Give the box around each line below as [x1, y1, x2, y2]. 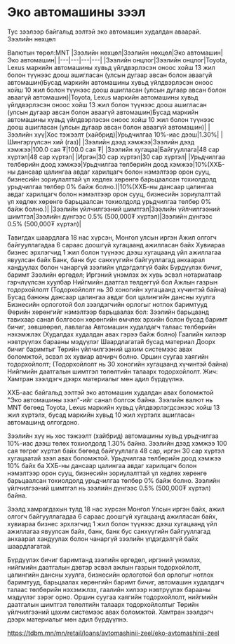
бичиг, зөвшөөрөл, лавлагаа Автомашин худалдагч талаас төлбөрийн [7, 322, 216, 331]
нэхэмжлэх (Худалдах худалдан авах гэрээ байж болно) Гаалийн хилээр [7, 330, 227, 338]
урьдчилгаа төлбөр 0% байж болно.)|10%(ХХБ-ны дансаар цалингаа [7, 182, 214, 191]
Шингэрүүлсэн [7, 137, 51, 146]
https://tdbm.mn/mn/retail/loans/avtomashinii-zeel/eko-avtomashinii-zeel [7, 629, 220, 637]
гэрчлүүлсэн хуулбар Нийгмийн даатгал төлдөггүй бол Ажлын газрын [7, 278, 218, 286]
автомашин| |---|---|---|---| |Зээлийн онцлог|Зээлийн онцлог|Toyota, [20, 55, 227, 64]
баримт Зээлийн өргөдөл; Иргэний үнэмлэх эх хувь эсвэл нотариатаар [7, 270, 222, 279]
